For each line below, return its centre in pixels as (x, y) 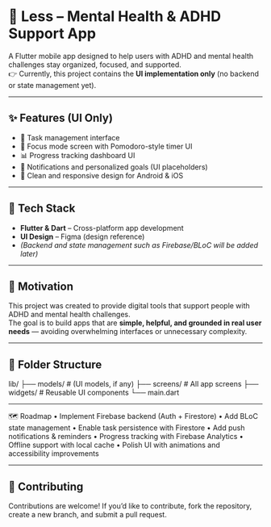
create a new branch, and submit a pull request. (88, 514)
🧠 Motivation (41, 286)
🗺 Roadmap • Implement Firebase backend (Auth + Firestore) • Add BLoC (133, 416)
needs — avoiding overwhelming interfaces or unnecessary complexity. (128, 332)
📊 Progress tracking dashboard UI (77, 155)
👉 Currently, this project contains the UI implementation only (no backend (134, 73)
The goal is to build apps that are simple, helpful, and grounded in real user (135, 323)
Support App (52, 33)
